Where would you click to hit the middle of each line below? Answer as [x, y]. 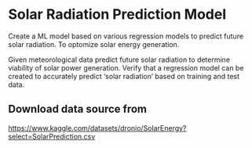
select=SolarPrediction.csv [52, 136]
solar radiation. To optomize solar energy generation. [94, 44]
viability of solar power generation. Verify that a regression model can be [126, 67]
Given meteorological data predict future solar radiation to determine [119, 60]
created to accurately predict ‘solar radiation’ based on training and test [124, 76]
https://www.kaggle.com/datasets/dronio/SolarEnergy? [97, 128]
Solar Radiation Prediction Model [117, 14]
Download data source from [78, 109]
